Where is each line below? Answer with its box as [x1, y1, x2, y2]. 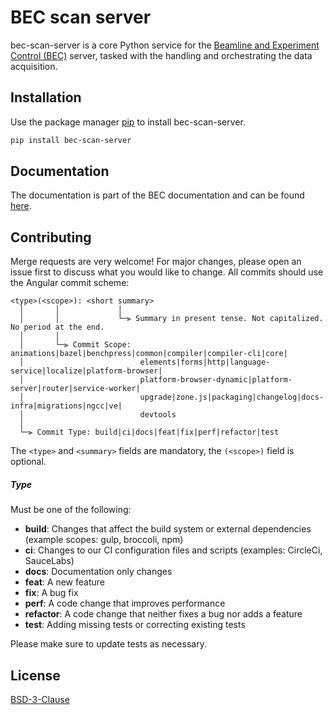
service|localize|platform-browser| [10, 366, 163, 376]
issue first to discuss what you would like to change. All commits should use [10, 266, 324, 278]
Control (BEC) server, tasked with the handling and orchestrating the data [10, 49, 313, 61]
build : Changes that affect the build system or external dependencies [24, 523, 312, 535]
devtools [139, 410, 177, 420]
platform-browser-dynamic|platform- [139, 375, 293, 385]
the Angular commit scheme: [10, 277, 130, 289]
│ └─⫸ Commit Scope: [19, 340, 132, 350]
